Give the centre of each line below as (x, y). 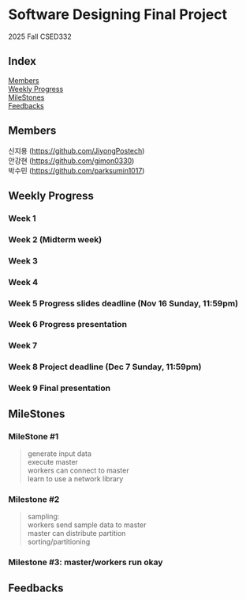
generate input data (60, 454)
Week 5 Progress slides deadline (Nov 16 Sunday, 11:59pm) (123, 303)
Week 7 (23, 346)
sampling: (43, 517)
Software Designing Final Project (117, 15)
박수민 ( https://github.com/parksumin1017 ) (76, 170)
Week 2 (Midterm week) (55, 239)
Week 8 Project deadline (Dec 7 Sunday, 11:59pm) (105, 367)
